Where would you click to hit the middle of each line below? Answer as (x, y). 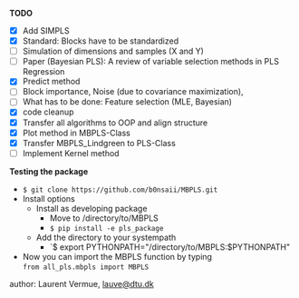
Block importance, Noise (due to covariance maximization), (133, 92)
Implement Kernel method (71, 153)
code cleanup (48, 112)
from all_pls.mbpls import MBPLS (86, 267)
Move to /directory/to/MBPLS (104, 218)
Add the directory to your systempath (106, 237)
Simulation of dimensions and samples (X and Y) (113, 51)
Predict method (51, 82)
